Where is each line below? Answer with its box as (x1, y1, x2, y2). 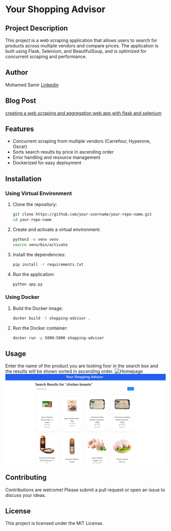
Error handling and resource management (12, 154, 101, 161)
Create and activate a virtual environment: (12, 226, 101, 232)
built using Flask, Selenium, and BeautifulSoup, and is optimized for (5, 48, 147, 54)
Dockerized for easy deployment (12, 160, 81, 166)
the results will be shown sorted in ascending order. (5, 368, 113, 374)
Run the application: (12, 271, 55, 277)
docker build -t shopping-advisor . (12, 315, 91, 321)
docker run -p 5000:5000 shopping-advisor (12, 335, 104, 340)
